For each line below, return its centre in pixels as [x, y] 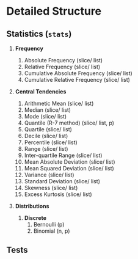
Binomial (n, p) [52, 231]
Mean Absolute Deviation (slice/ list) [70, 162]
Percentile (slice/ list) [51, 142]
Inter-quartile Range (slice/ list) [63, 155]
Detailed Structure [54, 11]
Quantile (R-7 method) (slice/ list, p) [69, 123]
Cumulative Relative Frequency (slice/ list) [77, 80]
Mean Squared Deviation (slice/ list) [69, 168]
